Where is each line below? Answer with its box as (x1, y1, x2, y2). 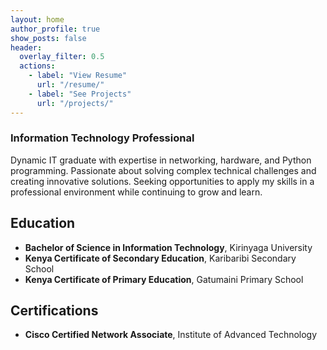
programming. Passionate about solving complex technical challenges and (10, 164, 317, 176)
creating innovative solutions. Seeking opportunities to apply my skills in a (10, 175, 315, 187)
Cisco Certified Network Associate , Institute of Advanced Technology (24, 329, 318, 341)
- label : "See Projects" (28, 89, 132, 99)
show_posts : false (10, 33, 87, 43)
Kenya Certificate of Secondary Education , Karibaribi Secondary (24, 252, 297, 264)
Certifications (10, 302, 99, 319)
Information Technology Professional (10, 131, 195, 145)
